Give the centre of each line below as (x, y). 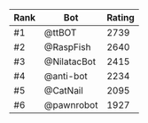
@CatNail (64, 90)
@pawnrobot (71, 105)
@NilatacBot (70, 61)
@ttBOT (60, 33)
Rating (120, 17)
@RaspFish (67, 47)
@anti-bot (66, 76)
